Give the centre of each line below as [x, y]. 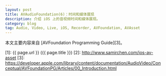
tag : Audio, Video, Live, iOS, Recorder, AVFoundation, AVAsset [73, 28]
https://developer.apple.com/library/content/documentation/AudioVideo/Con [83, 63]
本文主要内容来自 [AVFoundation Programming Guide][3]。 [65, 43]
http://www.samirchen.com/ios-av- [118, 53]
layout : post [19, 10]
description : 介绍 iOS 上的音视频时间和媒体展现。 [53, 19]
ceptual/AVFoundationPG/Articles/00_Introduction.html [61, 68]
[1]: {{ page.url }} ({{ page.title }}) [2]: [43, 53]
